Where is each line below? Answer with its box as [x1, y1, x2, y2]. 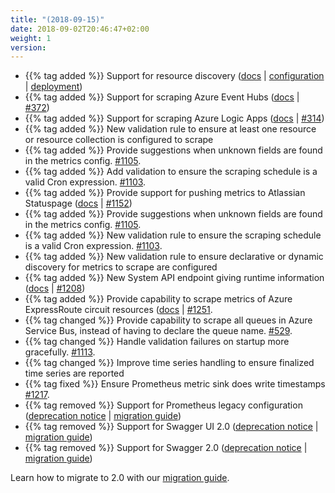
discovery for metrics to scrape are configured [24, 261, 218, 273]
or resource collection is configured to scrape [24, 134, 214, 146]
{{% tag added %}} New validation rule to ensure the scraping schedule [24, 229, 322, 241]
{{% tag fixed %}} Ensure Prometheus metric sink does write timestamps [24, 378, 326, 390]
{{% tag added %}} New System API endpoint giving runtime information [24, 272, 325, 284]
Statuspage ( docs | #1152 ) [24, 197, 133, 210]
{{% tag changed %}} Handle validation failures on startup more [24, 336, 290, 348]
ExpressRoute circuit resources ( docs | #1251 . [24, 304, 213, 316]
